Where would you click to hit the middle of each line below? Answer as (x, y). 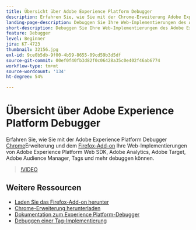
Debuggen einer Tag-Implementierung (60, 221)
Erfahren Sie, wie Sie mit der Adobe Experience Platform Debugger (87, 140)
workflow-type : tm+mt (32, 66)
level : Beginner (26, 39)
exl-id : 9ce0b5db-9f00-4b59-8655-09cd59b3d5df (64, 55)
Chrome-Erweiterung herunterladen (57, 208)
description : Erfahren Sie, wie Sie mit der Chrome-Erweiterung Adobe (94, 17)
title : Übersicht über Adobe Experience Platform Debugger (79, 11)
